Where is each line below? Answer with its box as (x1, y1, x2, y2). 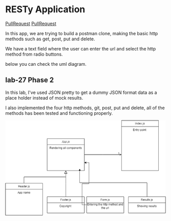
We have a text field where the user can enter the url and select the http (5, 45, 156, 52)
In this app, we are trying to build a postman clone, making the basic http (5, 30, 158, 36)
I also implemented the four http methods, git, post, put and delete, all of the (5, 105, 165, 111)
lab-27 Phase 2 (5, 76, 54, 85)
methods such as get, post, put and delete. (5, 36, 95, 42)
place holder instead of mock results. (5, 94, 83, 101)
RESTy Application (5, 4, 85, 15)
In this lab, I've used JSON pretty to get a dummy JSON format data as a (5, 89, 157, 95)
